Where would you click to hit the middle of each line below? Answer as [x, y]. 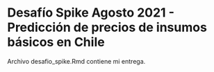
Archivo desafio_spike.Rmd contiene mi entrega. [76, 61]
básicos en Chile [56, 42]
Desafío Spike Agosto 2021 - [91, 13]
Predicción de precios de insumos [107, 27]
